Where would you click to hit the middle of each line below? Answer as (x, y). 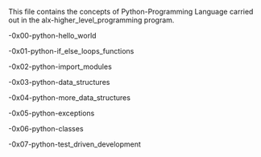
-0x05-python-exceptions (52, 113)
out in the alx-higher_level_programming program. (91, 20)
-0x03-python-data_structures (59, 82)
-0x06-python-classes (46, 129)
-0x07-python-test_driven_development (75, 144)
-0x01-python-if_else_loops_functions (71, 51)
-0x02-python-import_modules (60, 66)
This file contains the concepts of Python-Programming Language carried (131, 12)
